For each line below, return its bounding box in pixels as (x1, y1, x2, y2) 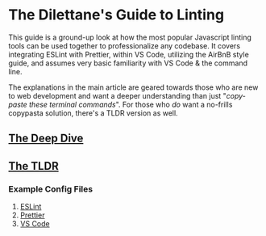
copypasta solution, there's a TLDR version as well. (8, 107, 179, 118)
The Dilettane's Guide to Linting (8, 6, 224, 24)
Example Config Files (8, 183, 94, 195)
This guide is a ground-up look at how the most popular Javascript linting (8, 32, 252, 42)
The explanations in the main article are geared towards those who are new (8, 82, 259, 92)
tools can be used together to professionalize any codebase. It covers (8, 40, 240, 50)
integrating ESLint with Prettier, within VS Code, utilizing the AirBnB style (8, 49, 250, 59)
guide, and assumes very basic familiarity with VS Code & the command (8, 58, 248, 68)
